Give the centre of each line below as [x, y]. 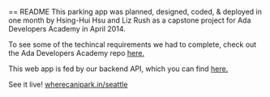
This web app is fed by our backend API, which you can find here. [118, 69]
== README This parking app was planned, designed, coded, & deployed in [135, 12]
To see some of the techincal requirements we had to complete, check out [133, 44]
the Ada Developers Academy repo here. [76, 53]
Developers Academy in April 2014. [67, 29]
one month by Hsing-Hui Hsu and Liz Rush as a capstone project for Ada [130, 20]
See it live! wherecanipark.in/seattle [68, 84]
